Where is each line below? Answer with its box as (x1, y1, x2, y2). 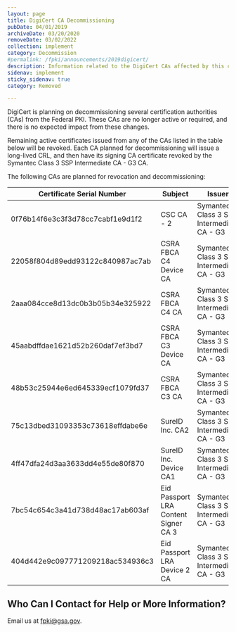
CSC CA (160, 210, 188, 220)
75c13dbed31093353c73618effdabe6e (11, 421, 148, 431)
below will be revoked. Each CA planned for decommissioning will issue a (7, 144, 220, 152)
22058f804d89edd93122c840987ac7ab (11, 256, 151, 266)
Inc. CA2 (160, 425, 190, 435)
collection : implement (7, 43, 74, 50)
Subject (162, 189, 189, 199)
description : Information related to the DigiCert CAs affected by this (7, 63, 225, 70)
